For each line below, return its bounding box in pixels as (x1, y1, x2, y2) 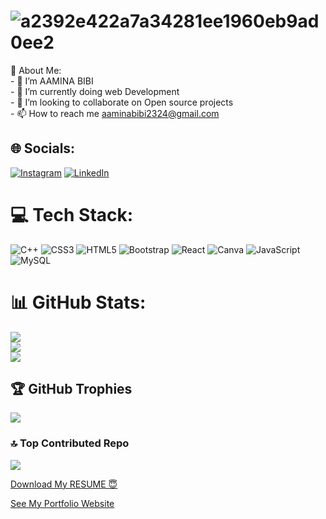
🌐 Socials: (10, 140, 76, 157)
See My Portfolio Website (10, 497, 115, 509)
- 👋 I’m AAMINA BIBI (10, 75, 94, 87)
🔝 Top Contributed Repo (10, 436, 130, 450)
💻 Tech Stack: (10, 203, 134, 226)
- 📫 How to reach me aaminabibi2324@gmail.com (10, 107, 220, 119)
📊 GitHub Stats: (10, 291, 147, 314)
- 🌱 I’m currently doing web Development (10, 85, 180, 97)
